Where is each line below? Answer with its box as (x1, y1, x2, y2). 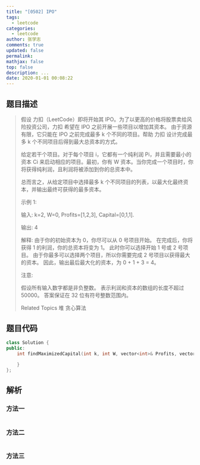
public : (6, 345, 26, 351)
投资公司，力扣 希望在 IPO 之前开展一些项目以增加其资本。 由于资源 (26, 123, 192, 130)
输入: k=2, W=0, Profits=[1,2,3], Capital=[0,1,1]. (20, 211, 135, 218)
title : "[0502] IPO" (6, 8, 58, 15)
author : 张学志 (6, 36, 41, 42)
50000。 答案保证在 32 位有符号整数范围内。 (20, 292, 132, 299)
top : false (6, 64, 33, 70)
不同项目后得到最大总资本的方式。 (37, 138, 121, 145)
